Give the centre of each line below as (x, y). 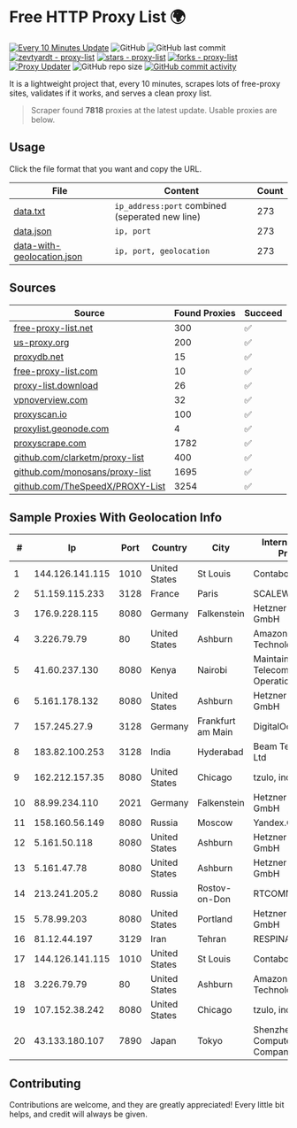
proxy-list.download (56, 385)
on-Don (214, 900)
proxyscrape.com (50, 443)
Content (182, 190)
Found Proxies (205, 313)
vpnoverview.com (51, 399)
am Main (215, 732)
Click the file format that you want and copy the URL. (105, 168)
